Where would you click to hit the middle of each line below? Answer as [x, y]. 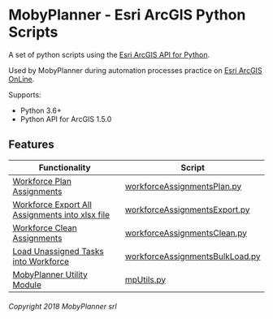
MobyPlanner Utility [50, 274]
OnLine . [22, 79]
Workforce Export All [52, 205]
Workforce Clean [45, 227]
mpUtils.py [145, 279]
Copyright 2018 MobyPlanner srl [63, 307]
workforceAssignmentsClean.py [186, 233]
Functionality [65, 167]
